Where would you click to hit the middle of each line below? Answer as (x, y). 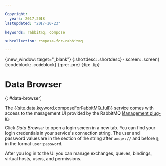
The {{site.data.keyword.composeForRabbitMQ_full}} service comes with (80, 108)
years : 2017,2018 (27, 19)
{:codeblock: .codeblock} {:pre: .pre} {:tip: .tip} (53, 65)
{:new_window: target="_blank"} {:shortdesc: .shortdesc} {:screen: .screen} (82, 59)
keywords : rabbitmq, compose (35, 32)
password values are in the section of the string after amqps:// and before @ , (82, 138)
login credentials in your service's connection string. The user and (73, 133)
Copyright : (16, 14)
